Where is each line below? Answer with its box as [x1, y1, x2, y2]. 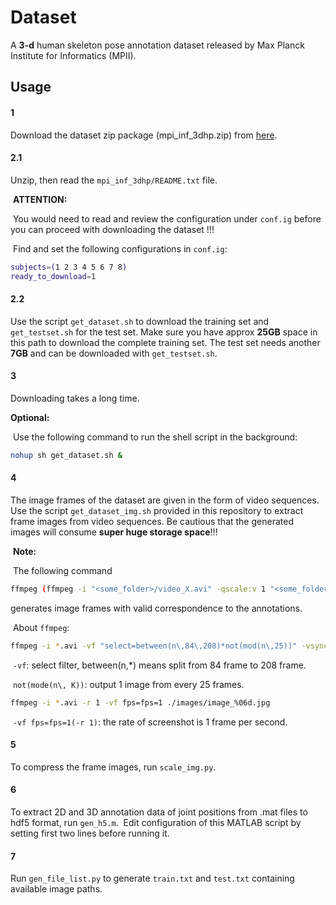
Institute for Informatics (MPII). [10, 49, 137, 61]
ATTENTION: [12, 193, 68, 205]
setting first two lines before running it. [10, 827, 170, 839]
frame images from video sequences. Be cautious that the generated [10, 515, 294, 527]
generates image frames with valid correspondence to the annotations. [10, 602, 303, 614]
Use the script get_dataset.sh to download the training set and [10, 315, 270, 327]
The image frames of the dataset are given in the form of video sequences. [10, 494, 320, 506]
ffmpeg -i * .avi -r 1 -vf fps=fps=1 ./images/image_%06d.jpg [10, 697, 271, 708]
